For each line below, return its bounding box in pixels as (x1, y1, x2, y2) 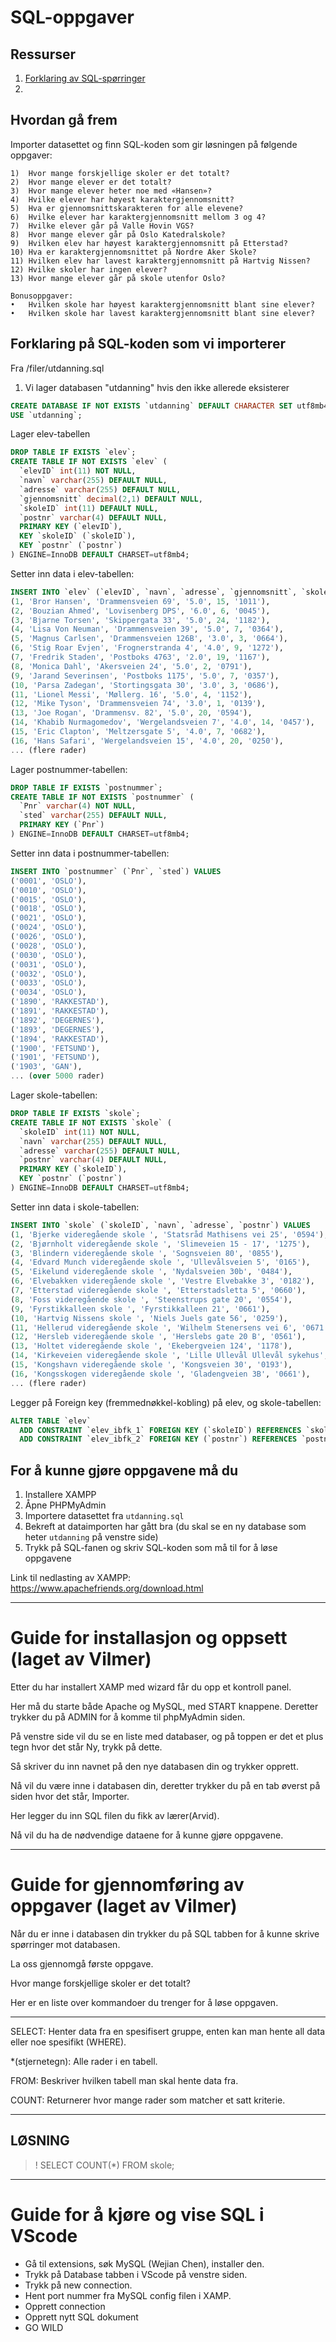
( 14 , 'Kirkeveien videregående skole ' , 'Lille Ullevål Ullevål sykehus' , (10, 1351, 329, 1361)
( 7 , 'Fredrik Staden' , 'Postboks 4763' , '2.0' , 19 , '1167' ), (10, 652, 271, 662)
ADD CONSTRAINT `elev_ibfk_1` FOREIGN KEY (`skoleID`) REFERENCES (19, 1425, 302, 1435)
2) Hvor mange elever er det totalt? (10, 177, 172, 187)
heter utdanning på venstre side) (24, 1531, 159, 1543)
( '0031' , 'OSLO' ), (10, 959, 87, 970)
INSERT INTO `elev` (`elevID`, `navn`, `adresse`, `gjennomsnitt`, (10, 587, 298, 597)
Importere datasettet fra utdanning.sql (24, 1510, 185, 1522)
